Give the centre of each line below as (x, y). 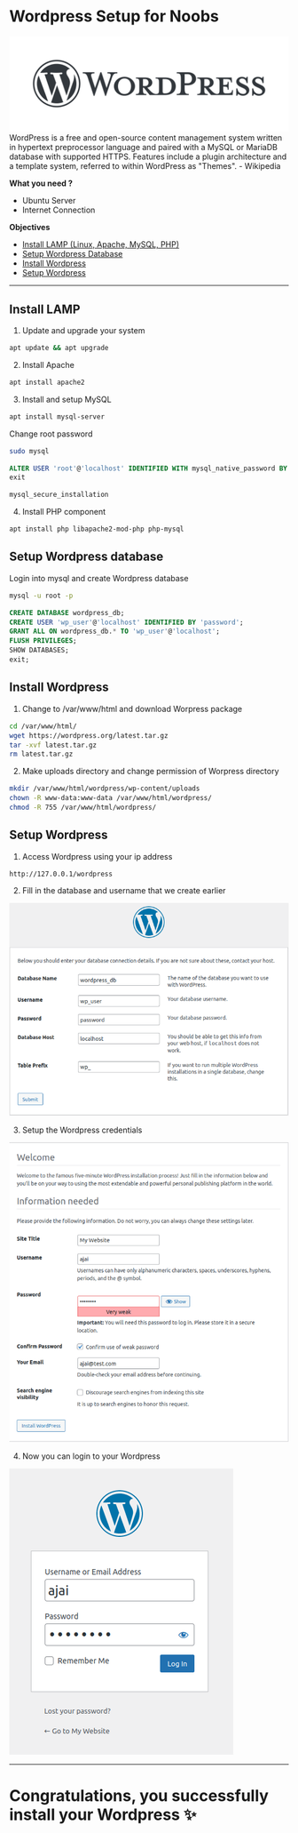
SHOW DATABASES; (39, 651)
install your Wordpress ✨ (103, 1815)
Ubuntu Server (49, 201)
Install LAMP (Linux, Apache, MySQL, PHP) (101, 244)
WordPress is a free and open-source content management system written (146, 138)
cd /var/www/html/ (43, 726)
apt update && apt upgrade (59, 348)
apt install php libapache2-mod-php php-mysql (97, 529)
